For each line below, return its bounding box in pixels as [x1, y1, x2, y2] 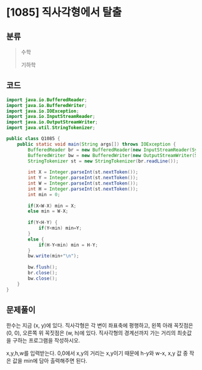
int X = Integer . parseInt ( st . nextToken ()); [28, 169, 138, 175]
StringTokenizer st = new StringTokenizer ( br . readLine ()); [28, 158, 179, 164]
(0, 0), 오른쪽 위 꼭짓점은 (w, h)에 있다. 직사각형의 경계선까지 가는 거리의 [6, 329, 176, 337]
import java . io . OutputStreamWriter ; [6, 119, 98, 125]
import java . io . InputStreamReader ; [6, 114, 96, 120]
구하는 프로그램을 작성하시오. [12, 337, 81, 344]
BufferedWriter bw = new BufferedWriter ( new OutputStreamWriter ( [28, 152, 195, 158]
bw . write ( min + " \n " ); [28, 253, 79, 259]
